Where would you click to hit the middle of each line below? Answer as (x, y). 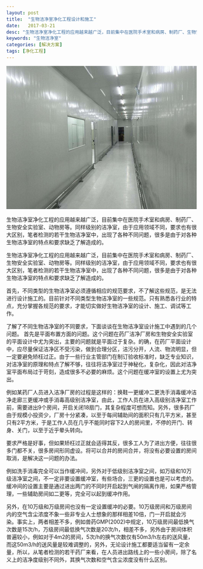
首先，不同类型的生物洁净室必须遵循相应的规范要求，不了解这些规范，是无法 (101, 290)
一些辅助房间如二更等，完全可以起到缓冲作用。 (75, 493)
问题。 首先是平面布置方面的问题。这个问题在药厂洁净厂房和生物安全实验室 (100, 334)
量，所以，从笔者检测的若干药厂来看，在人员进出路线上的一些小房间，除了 (99, 552)
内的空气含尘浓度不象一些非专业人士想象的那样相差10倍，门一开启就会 (94, 514)
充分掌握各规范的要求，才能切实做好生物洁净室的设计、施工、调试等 (101, 305)
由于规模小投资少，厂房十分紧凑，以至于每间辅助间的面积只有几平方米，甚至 (101, 414)
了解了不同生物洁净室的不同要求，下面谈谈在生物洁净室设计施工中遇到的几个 (101, 326)
